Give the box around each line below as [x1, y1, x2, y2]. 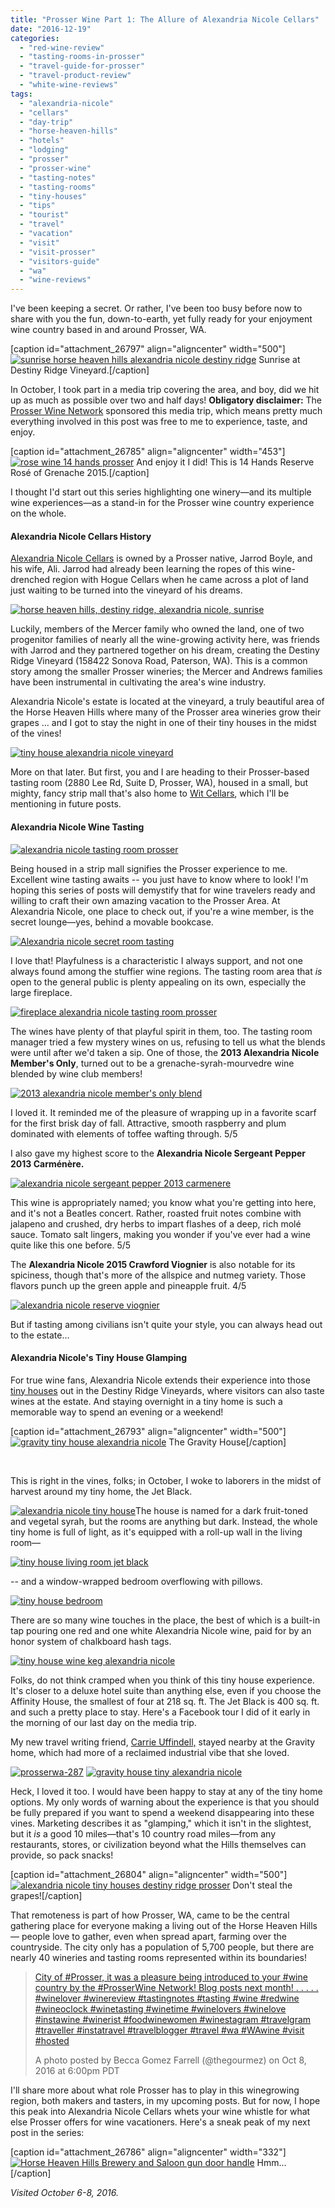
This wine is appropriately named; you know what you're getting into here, [10, 1196, 317, 1208]
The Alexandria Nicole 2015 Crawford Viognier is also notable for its [10, 1258, 296, 1270]
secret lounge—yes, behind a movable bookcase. [10, 916, 214, 928]
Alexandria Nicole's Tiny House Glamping [10, 1352, 188, 1364]
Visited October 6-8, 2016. [10, 2186, 119, 2198]
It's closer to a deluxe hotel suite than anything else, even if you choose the [10, 1684, 322, 1696]
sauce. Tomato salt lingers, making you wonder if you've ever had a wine [10, 1228, 311, 1240]
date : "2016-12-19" [10, 24, 92, 34]
